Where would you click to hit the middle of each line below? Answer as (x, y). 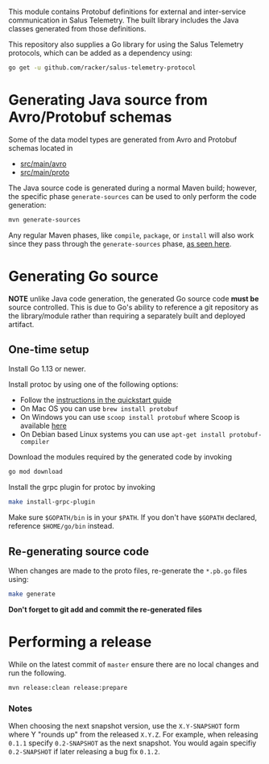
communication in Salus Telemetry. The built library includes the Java (124, 20)
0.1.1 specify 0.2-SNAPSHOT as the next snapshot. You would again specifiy (132, 743)
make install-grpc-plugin (52, 502)
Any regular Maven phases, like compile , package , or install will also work (131, 235)
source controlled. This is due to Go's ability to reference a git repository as (134, 307)
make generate (32, 594)
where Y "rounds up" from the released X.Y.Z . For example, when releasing (133, 734)
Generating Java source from (108, 100)
